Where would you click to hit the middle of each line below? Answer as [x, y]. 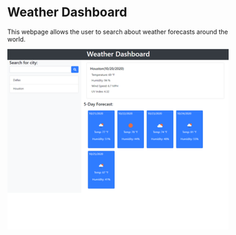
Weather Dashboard [67, 12]
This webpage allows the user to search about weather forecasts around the [118, 32]
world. [17, 39]
